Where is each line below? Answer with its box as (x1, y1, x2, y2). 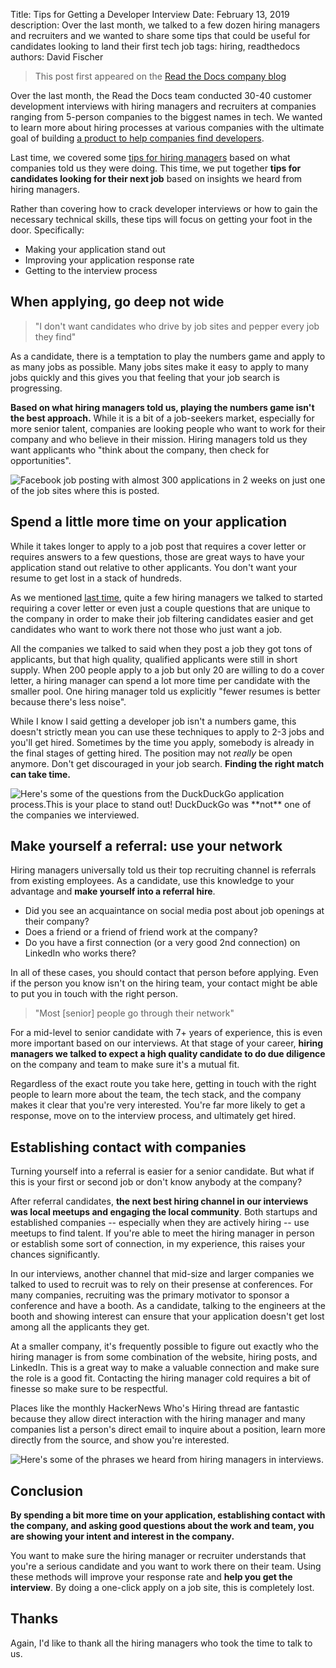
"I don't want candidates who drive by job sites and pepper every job (34, 320, 320, 332)
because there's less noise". (10, 695, 127, 708)
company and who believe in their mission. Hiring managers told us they (10, 433, 308, 445)
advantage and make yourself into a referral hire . (10, 885, 216, 898)
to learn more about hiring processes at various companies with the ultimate (10, 122, 325, 133)
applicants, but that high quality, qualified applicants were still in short (10, 653, 298, 665)
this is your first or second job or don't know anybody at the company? (10, 1176, 303, 1188)
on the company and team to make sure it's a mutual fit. (10, 1059, 240, 1071)
